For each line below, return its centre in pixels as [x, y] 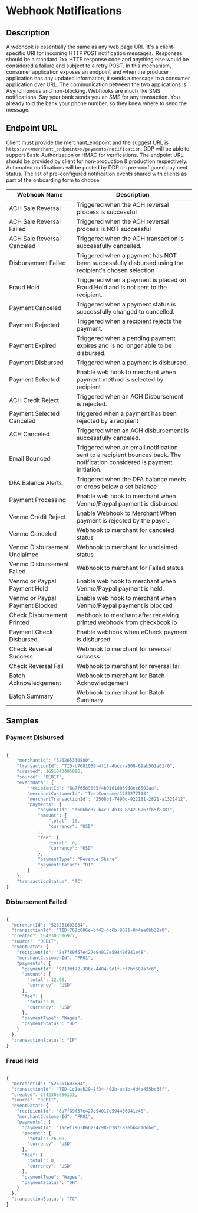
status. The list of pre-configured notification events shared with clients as [97, 174]
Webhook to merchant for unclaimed [127, 547]
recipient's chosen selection [115, 270]
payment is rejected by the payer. [123, 520]
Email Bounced [30, 458]
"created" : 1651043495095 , [50, 772]
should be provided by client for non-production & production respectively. [97, 161]
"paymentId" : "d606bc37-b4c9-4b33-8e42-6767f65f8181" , [106, 810]
